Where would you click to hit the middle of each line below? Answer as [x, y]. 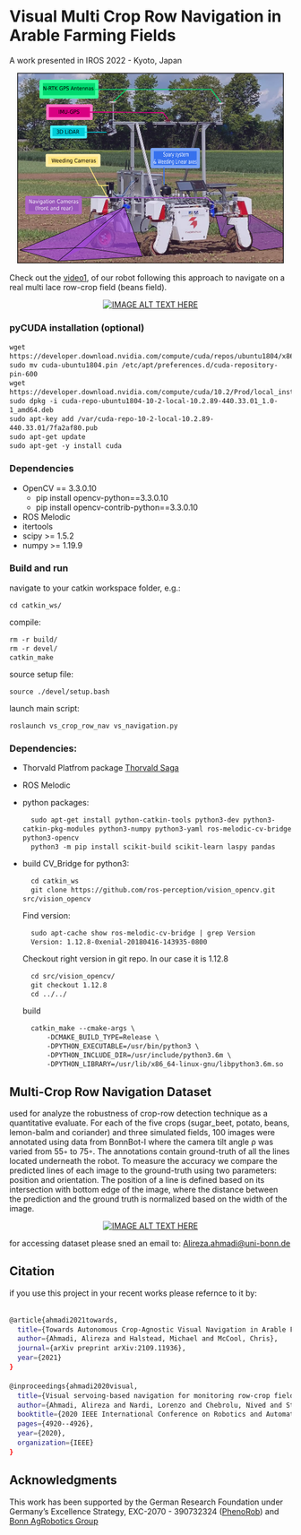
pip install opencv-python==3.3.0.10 [102, 497]
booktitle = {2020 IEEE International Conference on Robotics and [140, 1414]
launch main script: [45, 708]
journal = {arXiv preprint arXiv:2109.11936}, [102, 1349]
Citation [32, 1271]
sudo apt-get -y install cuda [66, 446]
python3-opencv [51, 838]
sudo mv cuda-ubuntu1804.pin [64, 366]
